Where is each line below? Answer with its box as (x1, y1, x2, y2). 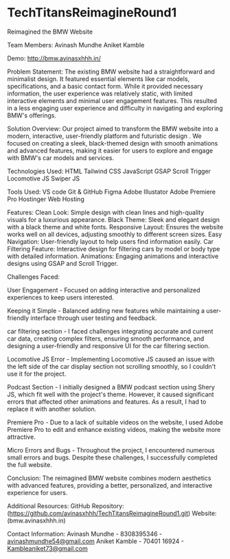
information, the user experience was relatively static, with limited (7, 89, 193, 98)
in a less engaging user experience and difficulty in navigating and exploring (7, 104, 223, 112)
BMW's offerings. (7, 111, 57, 119)
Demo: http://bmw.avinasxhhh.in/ (7, 54, 101, 62)
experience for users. (7, 488, 68, 497)
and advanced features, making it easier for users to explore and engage (7, 146, 214, 155)
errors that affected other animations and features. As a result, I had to (7, 397, 207, 406)
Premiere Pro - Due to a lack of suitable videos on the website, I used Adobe (7, 418, 223, 426)
